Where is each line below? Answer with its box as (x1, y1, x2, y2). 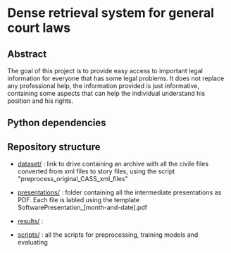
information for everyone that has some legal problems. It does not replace (7, 74, 225, 82)
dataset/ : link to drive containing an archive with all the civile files (17, 160, 209, 168)
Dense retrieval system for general (7, 5, 215, 21)
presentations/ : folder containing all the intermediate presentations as (17, 188, 222, 197)
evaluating (17, 238, 48, 247)
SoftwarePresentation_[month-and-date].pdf (17, 203, 148, 212)
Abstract (7, 48, 47, 60)
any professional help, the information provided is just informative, (7, 82, 199, 90)
